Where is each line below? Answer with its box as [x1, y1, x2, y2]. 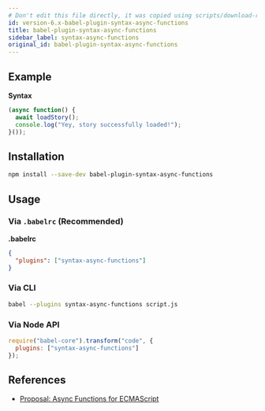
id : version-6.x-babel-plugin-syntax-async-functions [8, 19, 189, 27]
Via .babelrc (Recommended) [8, 216, 124, 227]
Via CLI [8, 283, 36, 294]
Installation [8, 150, 65, 163]
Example [8, 70, 52, 83]
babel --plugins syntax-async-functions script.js [8, 300, 178, 308]
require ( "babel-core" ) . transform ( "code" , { [8, 336, 154, 345]
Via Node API [8, 319, 60, 330]
